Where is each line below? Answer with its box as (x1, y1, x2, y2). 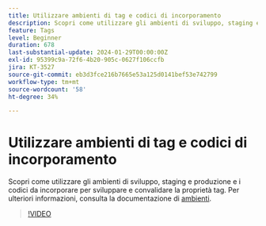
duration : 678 (8, 41, 55, 49)
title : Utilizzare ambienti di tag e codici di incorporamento (8, 11, 222, 20)
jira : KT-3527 (8, 63, 55, 71)
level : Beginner (8, 33, 62, 42)
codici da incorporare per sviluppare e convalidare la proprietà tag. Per (8, 186, 240, 195)
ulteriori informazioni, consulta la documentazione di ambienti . (8, 193, 212, 203)
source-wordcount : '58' (8, 85, 87, 94)
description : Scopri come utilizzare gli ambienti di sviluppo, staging (8, 19, 253, 27)
